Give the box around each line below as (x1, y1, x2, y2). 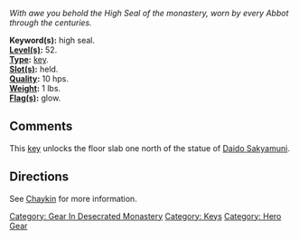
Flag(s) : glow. (9, 92, 61, 103)
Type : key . (9, 54, 50, 64)
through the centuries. (9, 17, 92, 28)
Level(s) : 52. (9, 44, 58, 55)
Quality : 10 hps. (9, 73, 70, 84)
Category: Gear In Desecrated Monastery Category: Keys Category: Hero (9, 210, 282, 221)
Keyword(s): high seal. (9, 35, 95, 45)
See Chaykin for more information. (9, 193, 137, 204)
